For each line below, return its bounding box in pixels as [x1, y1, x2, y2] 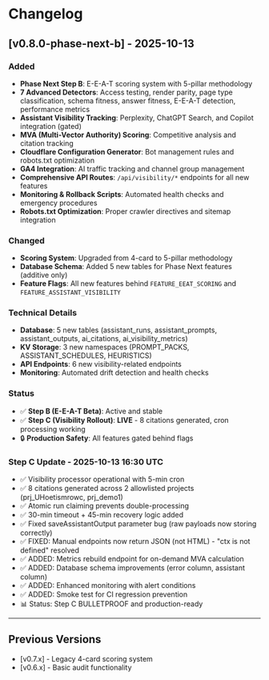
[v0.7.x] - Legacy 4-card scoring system [19, 654, 154, 663]
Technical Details [8, 308, 78, 319]
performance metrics [19, 104, 90, 114]
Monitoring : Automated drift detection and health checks [19, 368, 210, 377]
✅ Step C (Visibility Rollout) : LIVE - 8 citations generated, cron [19, 415, 230, 424]
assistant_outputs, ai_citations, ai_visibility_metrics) [19, 334, 188, 344]
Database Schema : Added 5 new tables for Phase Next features [19, 262, 232, 272]
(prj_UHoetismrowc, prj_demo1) [19, 493, 124, 502]
